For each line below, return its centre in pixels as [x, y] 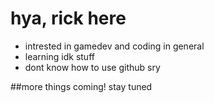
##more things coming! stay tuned [81, 86]
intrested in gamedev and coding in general [114, 46]
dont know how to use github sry [92, 67]
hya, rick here [68, 18]
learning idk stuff [59, 56]
